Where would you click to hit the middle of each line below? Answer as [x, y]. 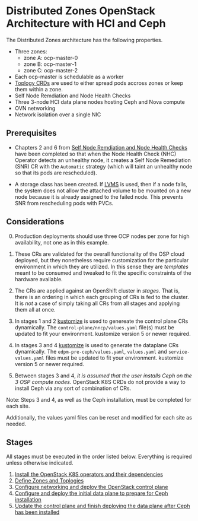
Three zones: [31, 51]
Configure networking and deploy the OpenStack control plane [91, 487]
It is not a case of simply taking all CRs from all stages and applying [97, 303]
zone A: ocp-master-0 [51, 58]
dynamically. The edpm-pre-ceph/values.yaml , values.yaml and [91, 351]
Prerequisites [31, 133]
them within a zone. [39, 89]
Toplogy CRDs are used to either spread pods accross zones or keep [99, 83]
